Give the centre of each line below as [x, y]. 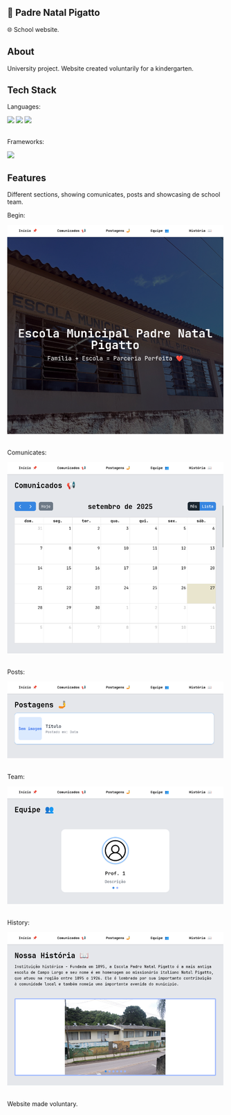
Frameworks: [26, 142]
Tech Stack [32, 90]
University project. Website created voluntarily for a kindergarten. [100, 68]
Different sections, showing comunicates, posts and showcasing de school [114, 195]
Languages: [24, 107]
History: [18, 922]
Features [27, 178]
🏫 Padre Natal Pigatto [54, 13]
